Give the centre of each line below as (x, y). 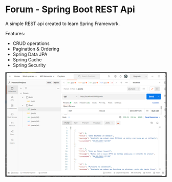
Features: (15, 33)
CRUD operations (31, 43)
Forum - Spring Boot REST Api (70, 9)
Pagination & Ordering (36, 49)
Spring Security (29, 65)
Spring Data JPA (30, 54)
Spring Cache (27, 59)
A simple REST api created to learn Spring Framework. (63, 24)
